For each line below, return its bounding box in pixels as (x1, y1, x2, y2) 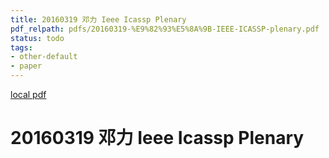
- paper (10, 61, 43, 71)
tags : (10, 42, 33, 53)
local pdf (10, 89, 47, 100)
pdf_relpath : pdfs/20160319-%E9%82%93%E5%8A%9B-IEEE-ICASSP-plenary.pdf (10, 24, 320, 34)
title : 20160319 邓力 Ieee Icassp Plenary (10, 14, 187, 25)
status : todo (10, 33, 65, 43)
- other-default (10, 52, 78, 62)
